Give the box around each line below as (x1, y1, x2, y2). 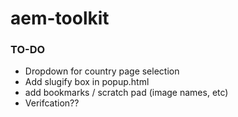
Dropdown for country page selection (24, 65, 180, 77)
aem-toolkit (10, 7, 110, 30)
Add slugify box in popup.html (24, 76, 150, 88)
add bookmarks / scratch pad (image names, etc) (24, 87, 229, 99)
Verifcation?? (24, 97, 80, 109)
